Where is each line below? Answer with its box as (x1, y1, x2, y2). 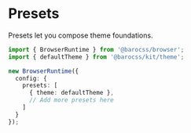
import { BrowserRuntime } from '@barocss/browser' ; (8, 45, 185, 53)
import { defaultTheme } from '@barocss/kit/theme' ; (8, 52, 185, 61)
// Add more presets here (28, 96, 114, 104)
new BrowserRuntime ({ (8, 67, 79, 75)
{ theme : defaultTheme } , (28, 89, 114, 97)
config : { (15, 74, 47, 82)
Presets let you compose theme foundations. (8, 31, 153, 40)
